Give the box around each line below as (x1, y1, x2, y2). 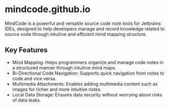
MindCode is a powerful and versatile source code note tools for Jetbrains (5, 20, 161, 26)
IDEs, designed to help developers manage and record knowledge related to (5, 25, 165, 31)
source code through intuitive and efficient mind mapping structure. (5, 31, 148, 37)
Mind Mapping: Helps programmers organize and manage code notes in (12, 59, 164, 65)
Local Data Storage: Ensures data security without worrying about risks (12, 91, 162, 97)
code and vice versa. (12, 75, 57, 82)
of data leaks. (12, 97, 41, 103)
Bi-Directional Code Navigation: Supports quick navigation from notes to (12, 70, 164, 76)
